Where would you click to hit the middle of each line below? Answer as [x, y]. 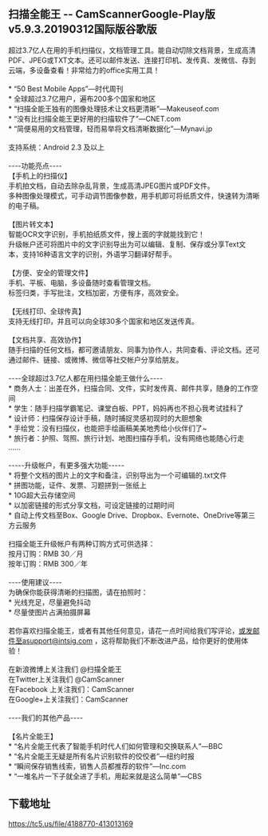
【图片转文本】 [33, 224]
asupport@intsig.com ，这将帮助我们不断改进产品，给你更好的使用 [132, 640]
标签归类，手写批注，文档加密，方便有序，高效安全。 [96, 292]
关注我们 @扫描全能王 [86, 669]
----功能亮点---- [35, 166]
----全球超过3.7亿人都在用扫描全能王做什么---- [86, 378]
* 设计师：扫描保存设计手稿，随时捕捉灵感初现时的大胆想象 [105, 418]
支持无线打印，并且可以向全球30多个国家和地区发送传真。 [104, 321]
